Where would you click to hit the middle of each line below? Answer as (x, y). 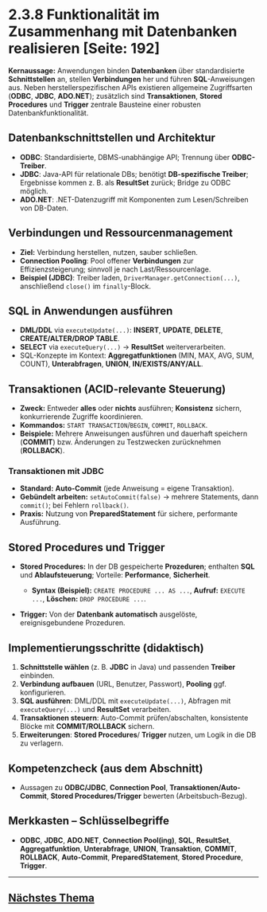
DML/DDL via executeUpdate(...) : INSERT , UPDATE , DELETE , (121, 330)
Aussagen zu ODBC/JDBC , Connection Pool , (94, 787)
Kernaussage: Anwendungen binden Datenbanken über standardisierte (126, 70)
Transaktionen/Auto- (205, 787)
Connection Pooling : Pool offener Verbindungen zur (106, 260)
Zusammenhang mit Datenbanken (123, 31)
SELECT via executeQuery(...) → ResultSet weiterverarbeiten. (123, 347)
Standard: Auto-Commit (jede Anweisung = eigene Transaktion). (127, 488)
